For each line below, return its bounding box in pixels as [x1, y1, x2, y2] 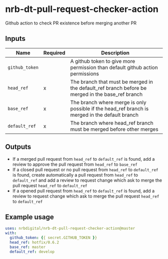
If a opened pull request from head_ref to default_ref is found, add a [12, 188, 155, 194]
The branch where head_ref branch [70, 119, 153, 126]
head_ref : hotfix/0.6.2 [9, 240, 59, 245]
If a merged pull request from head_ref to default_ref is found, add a [12, 156, 155, 162]
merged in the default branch [70, 111, 139, 118]
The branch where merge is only [70, 99, 146, 106]
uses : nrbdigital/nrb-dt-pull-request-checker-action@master [5, 226, 135, 231]
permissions [70, 70, 99, 77]
